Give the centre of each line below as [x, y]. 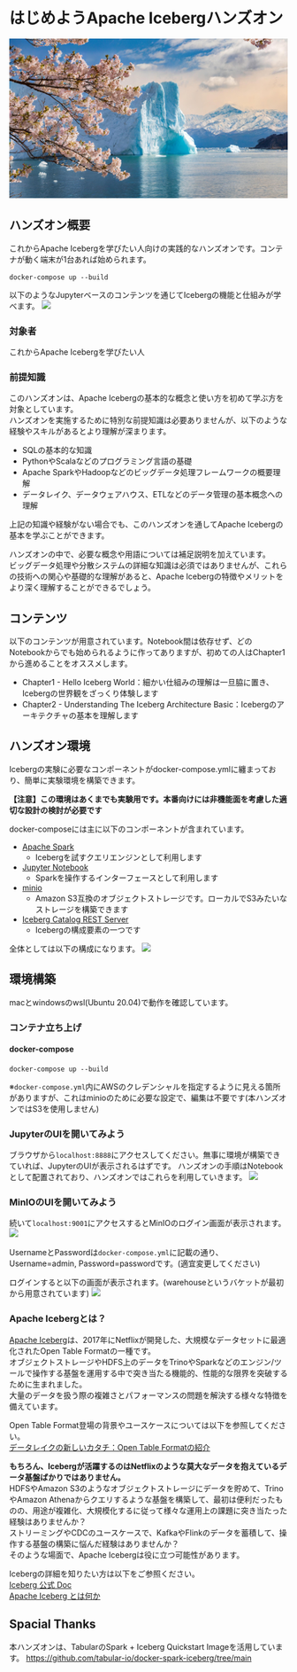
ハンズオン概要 [50, 226]
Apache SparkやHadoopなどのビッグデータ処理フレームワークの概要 [147, 473]
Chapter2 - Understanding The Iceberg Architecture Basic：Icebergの [149, 705]
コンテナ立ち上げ [46, 1027]
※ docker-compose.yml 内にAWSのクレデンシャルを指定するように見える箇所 [145, 1086]
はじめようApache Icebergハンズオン [146, 18]
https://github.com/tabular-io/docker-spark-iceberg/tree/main [139, 1658]
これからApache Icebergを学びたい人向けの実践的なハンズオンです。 [135, 248]
